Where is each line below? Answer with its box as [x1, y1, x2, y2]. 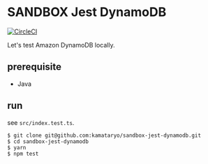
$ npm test [7, 150, 39, 157]
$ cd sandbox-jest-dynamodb [7, 137, 89, 145]
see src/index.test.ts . [7, 118, 75, 126]
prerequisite [7, 61, 61, 73]
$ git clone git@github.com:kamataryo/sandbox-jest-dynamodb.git [7, 132, 201, 139]
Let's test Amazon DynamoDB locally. [7, 40, 115, 49]
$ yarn [7, 144, 27, 151]
